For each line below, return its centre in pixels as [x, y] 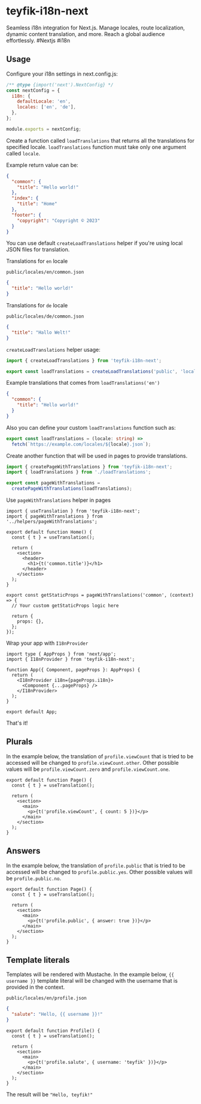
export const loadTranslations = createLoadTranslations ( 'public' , [92, 371]
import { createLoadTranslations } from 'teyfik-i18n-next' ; [84, 360]
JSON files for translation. [38, 250]
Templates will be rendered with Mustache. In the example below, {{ [90, 974]
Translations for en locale [37, 261]
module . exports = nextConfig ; [44, 129]
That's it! [17, 723]
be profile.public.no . [34, 878]
